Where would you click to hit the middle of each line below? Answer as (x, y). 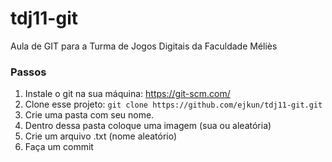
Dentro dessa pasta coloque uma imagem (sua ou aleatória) (148, 126)
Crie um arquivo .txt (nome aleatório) (101, 136)
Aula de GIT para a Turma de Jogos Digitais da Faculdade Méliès (144, 46)
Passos (28, 72)
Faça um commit (59, 147)
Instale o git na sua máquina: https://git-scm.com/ (127, 94)
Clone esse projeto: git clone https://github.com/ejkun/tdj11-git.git (173, 104)
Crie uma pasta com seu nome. (89, 115)
